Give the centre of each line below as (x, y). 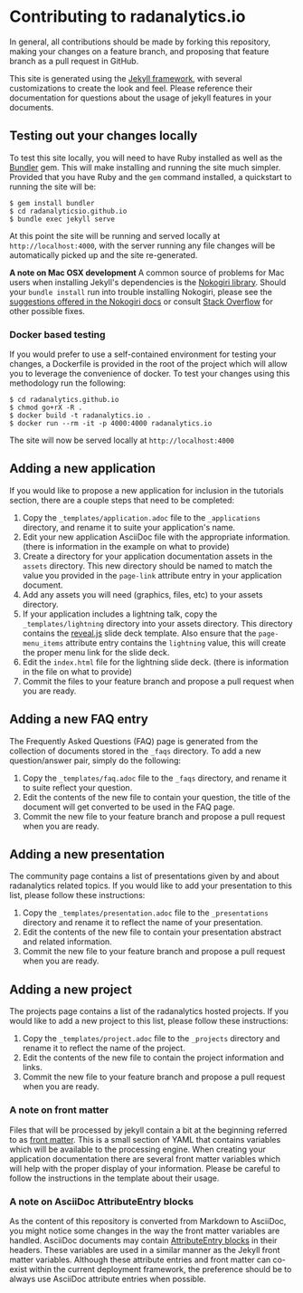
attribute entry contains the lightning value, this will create (176, 642)
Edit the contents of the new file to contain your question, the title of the (156, 797)
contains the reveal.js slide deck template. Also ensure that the (139, 633)
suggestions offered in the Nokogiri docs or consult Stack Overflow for (141, 302)
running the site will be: (53, 187)
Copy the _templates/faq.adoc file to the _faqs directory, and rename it (155, 778)
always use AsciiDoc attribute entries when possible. (108, 1279)
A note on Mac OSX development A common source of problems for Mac (147, 273)
